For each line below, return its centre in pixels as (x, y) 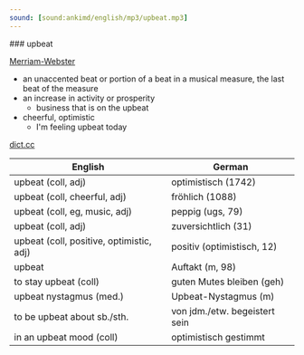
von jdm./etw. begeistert (223, 311)
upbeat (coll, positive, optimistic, (83, 241)
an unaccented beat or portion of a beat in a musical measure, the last (153, 79)
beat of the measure (60, 88)
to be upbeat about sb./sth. (71, 316)
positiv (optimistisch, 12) (224, 246)
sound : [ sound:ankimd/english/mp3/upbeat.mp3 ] (99, 18)
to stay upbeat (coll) (57, 282)
